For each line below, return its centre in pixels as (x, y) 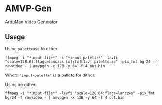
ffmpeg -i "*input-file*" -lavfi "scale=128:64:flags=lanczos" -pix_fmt (80, 93)
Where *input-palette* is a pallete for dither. (50, 75)
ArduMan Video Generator (31, 22)
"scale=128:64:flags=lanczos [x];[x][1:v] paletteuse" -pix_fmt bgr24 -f (81, 62)
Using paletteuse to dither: (32, 48)
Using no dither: (21, 84)
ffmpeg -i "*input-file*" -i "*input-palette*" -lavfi (62, 58)
